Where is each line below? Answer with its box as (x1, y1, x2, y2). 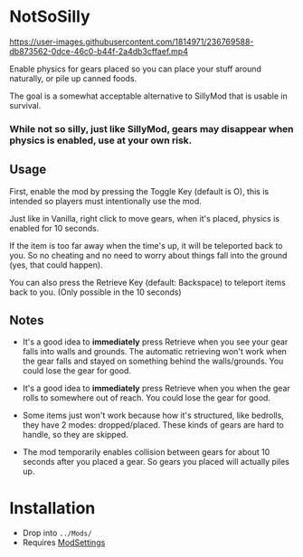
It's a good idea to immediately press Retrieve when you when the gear (22, 382, 291, 394)
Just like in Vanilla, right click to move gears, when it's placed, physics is (9, 212, 280, 223)
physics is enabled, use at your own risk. (9, 134, 193, 146)
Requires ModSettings (22, 537, 106, 548)
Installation (9, 497, 96, 518)
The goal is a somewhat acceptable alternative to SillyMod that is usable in (9, 90, 288, 101)
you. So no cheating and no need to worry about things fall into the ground (9, 250, 288, 260)
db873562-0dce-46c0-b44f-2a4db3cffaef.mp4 (9, 45, 188, 56)
